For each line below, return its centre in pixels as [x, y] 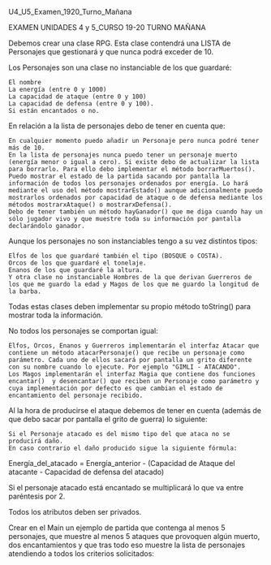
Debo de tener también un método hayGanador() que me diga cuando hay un [136, 212]
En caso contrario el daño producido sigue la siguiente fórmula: [123, 448]
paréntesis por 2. [37, 496]
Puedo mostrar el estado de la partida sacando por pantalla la [119, 176]
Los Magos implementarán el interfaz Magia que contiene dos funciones [132, 374]
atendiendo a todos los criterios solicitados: [81, 554]
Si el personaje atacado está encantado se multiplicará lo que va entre [126, 487]
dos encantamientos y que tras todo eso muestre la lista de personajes [127, 545]
